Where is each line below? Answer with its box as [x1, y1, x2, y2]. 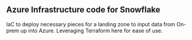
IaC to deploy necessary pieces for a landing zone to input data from [6, 20, 175, 27]
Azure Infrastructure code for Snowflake [6, 5, 160, 15]
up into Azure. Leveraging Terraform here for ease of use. [20, 27, 163, 34]
